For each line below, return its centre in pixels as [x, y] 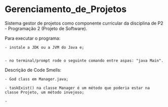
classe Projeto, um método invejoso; [45, 92]
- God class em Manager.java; [37, 79]
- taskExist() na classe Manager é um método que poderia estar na [77, 88]
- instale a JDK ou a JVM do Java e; [45, 47]
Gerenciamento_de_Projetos [66, 9]
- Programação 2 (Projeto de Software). [46, 28]
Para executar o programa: [33, 38]
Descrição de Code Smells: [33, 70]
